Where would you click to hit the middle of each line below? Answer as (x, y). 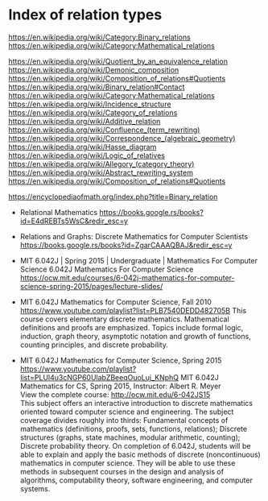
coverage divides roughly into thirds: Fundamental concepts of (124, 420)
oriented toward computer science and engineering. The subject (127, 412)
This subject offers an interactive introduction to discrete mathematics (136, 403)
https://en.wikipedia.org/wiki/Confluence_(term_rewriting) (104, 130)
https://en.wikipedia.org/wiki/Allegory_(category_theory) (101, 164)
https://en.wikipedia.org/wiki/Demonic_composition (94, 69)
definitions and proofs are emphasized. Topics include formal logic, (132, 327)
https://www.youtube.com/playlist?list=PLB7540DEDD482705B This (133, 310)
